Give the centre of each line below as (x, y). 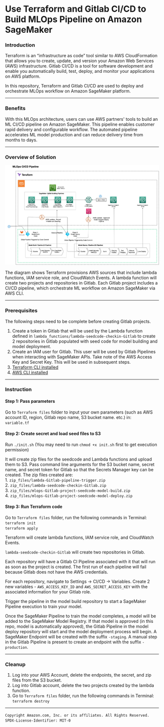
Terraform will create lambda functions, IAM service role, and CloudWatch (80, 538)
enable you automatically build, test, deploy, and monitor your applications (80, 71)
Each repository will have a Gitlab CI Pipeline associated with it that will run (80, 562)
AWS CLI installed (30, 372)
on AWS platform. (23, 76)
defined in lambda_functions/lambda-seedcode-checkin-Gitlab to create (84, 336)
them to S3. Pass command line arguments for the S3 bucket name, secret (80, 464)
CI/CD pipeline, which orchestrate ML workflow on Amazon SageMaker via (80, 288)
